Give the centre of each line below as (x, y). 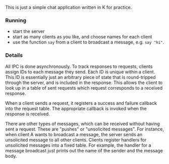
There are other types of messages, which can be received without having (82, 124)
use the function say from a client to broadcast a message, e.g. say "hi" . (88, 42)
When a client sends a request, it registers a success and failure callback (81, 103)
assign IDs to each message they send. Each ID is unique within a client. (80, 72)
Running (16, 20)
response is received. (28, 114)
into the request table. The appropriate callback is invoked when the (76, 108)
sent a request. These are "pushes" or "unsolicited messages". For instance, (84, 129)
